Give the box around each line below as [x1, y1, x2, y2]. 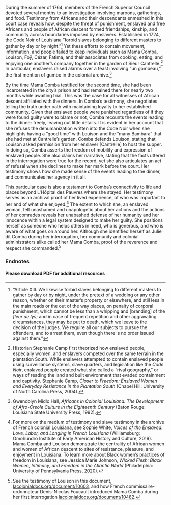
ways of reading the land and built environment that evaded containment [12, 372, 165, 378]
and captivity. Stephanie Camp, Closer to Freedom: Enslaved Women [12, 377, 158, 384]
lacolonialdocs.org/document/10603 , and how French [12, 483, 125, 489]
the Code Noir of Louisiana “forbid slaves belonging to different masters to [5, 37, 162, 43]
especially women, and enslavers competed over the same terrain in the [12, 350, 164, 357]
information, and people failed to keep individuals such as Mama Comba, [5, 48, 158, 55]
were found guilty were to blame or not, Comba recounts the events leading [5, 114, 164, 120]
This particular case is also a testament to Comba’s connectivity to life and [5, 184, 161, 190]
